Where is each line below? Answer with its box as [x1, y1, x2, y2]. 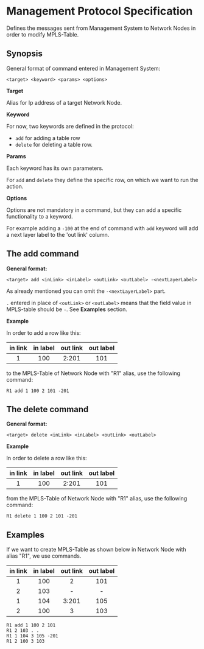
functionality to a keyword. [6, 212, 73, 220]
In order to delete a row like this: [6, 455, 87, 462]
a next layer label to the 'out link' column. [6, 231, 110, 238]
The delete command [6, 404, 89, 415]
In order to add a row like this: [6, 329, 81, 336]
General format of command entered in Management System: [6, 65, 160, 72]
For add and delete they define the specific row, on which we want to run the [6, 176, 199, 183]
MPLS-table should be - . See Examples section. [6, 306, 128, 313]
